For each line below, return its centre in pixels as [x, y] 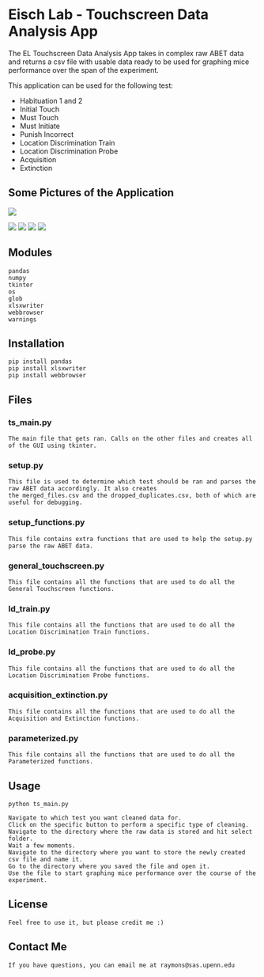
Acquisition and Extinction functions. [74, 718]
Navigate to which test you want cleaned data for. [95, 818]
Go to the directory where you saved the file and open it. [109, 866]
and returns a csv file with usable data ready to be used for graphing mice [129, 62]
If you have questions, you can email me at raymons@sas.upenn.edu [122, 965]
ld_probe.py [32, 652]
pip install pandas [40, 362]
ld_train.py [29, 608]
